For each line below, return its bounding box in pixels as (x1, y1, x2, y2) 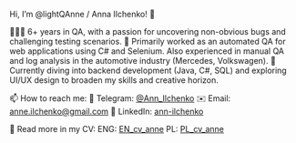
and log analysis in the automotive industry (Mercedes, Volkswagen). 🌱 (9, 56, 276, 66)
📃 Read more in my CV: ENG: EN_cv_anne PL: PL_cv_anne (9, 124, 225, 134)
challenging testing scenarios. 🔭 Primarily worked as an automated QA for (9, 36, 287, 46)
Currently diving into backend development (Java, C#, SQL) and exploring (9, 65, 287, 76)
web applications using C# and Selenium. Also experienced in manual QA (9, 46, 285, 56)
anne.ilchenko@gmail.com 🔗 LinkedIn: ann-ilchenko (9, 106, 204, 117)
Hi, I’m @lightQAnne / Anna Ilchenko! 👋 (9, 9, 156, 19)
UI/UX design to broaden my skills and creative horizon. (9, 75, 219, 86)
